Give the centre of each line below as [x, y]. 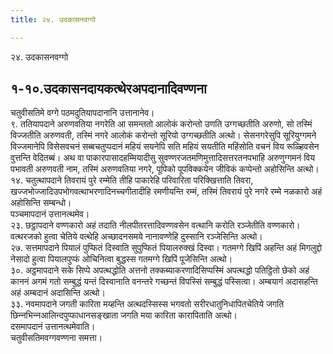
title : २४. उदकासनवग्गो [53, 19]
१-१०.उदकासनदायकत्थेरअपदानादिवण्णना [108, 89]
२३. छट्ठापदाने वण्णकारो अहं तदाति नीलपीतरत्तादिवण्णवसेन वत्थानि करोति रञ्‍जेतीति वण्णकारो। [155, 225]
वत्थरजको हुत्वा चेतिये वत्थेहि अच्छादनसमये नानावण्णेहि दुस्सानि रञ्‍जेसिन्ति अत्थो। [136, 237]
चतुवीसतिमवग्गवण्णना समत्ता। [56, 338]
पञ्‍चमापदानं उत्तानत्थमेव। [50, 214]
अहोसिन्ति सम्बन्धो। [41, 203]
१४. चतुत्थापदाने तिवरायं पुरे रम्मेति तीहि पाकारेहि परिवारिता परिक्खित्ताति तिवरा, [132, 180]
